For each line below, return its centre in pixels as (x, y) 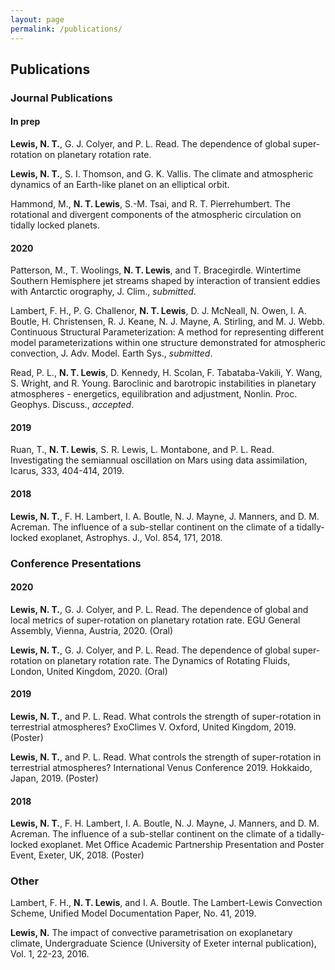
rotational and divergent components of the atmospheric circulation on (156, 215)
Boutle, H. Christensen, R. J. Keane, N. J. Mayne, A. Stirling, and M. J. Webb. (168, 322)
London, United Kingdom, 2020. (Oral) (89, 671)
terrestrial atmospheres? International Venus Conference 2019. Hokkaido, (161, 767)
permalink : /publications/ (66, 29)
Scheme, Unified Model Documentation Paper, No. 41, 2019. (133, 913)
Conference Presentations (76, 563)
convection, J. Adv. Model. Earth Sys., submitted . (111, 353)
